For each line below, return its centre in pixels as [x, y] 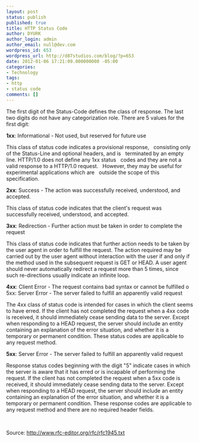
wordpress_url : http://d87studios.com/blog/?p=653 [70, 56]
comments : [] [22, 94]
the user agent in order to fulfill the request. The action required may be [94, 250]
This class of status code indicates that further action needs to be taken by [98, 244]
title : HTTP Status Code [37, 28]
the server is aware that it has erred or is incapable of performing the [91, 371]
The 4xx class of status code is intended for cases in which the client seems [100, 304]
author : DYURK [24, 34]
